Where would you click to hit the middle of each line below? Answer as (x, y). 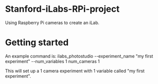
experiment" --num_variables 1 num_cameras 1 (52, 61)
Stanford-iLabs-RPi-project (62, 9)
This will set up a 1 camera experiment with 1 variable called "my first (75, 71)
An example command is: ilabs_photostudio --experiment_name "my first (79, 56)
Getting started (37, 42)
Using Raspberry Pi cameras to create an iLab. (52, 23)
